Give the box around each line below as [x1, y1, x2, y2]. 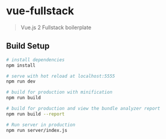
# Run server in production [6, 122, 76, 128]
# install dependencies [6, 56, 65, 63]
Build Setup [6, 41, 50, 51]
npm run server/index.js [6, 127, 68, 133]
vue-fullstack [6, 4, 74, 18]
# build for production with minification [6, 89, 113, 96]
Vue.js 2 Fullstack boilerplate [20, 24, 92, 31]
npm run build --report [6, 111, 65, 117]
